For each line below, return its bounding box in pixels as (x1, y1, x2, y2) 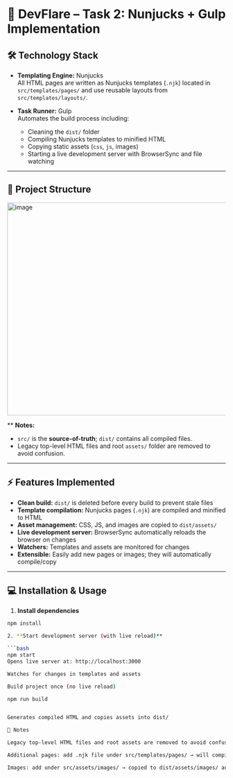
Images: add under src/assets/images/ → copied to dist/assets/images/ (7, 764, 218, 771)
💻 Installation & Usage (7, 585, 107, 597)
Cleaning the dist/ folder (27, 128, 101, 136)
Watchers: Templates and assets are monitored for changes (17, 542, 190, 551)
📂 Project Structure (7, 184, 92, 196)
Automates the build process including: (17, 114, 130, 122)
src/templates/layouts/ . (17, 94, 88, 101)
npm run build (7, 695, 49, 702)
